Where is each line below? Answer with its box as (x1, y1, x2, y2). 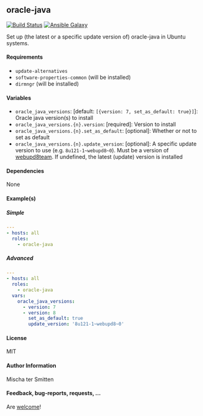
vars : (12, 292, 26, 299)
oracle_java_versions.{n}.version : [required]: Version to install (15, 121, 176, 128)
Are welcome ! (6, 403, 42, 410)
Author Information (6, 362, 57, 369)
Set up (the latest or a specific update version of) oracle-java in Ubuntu (6, 33, 186, 40)
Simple (6, 209, 24, 216)
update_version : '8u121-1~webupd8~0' (28, 321, 124, 327)
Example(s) (6, 195, 36, 202)
